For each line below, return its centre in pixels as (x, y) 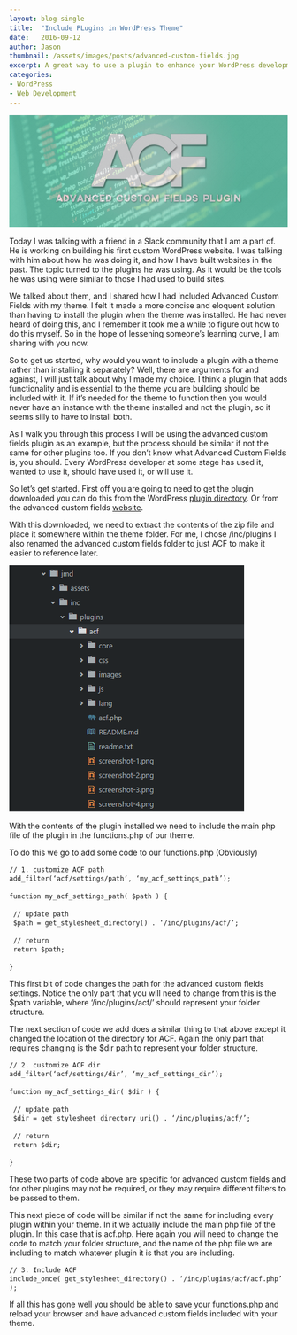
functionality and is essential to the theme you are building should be (135, 389)
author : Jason (35, 47)
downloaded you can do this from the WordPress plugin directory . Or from (145, 498)
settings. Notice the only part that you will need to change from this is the (143, 993)
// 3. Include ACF (43, 1270)
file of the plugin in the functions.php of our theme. (102, 835)
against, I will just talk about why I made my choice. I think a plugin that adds (148, 379)
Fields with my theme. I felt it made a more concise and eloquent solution (142, 306)
